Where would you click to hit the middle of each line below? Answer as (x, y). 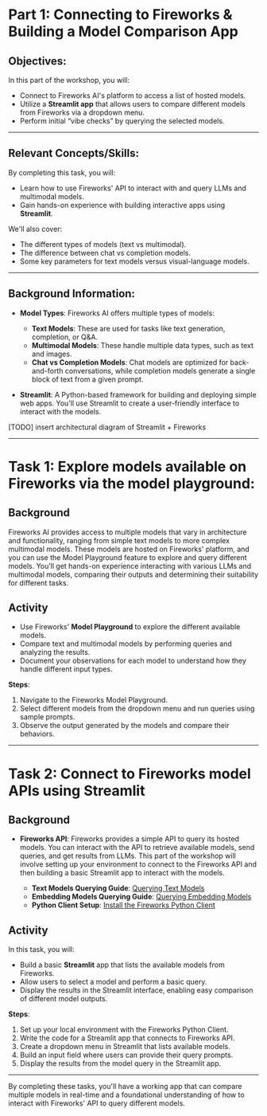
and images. (52, 354)
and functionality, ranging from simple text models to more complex (119, 540)
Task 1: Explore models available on (128, 466)
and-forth (47, 370)
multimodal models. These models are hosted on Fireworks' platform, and (129, 549)
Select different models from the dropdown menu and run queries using (137, 709)
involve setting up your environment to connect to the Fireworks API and (138, 864)
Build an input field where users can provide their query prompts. (126, 1055)
